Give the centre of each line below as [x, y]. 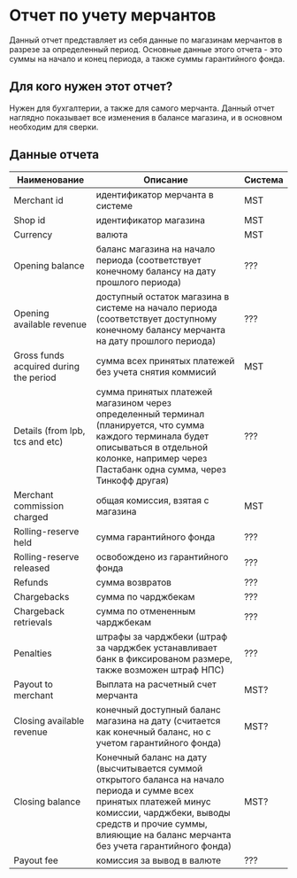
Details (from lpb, [49, 431]
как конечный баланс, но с [153, 732]
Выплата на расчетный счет [156, 684]
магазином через [134, 402]
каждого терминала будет [152, 436]
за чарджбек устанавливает [157, 648]
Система [264, 180]
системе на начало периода [157, 307]
